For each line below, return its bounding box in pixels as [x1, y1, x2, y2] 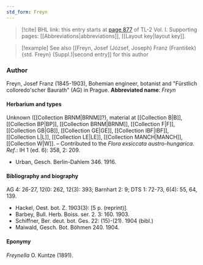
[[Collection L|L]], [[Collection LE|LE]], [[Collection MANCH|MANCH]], [6, 133, 183, 141]
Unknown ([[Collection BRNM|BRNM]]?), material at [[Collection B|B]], [6, 114, 183, 121]
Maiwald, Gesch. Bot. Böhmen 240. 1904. [15, 224, 120, 231]
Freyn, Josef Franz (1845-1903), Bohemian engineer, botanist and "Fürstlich [6, 80, 197, 87]
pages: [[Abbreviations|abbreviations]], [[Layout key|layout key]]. [21, 32, 186, 40]
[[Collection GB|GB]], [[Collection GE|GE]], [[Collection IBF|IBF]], [6, 127, 169, 135]
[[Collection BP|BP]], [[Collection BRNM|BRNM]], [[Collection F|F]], [6, 121, 175, 128]
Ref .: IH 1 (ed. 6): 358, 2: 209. [6, 146, 81, 154]
